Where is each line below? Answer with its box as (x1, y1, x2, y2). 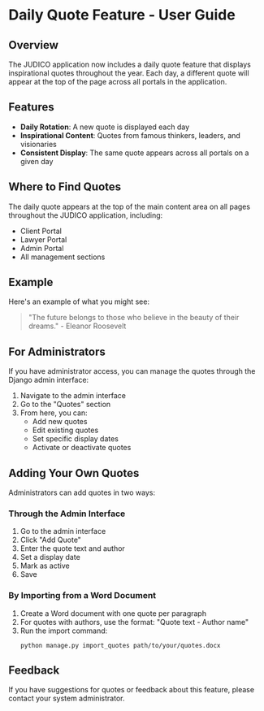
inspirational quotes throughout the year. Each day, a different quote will (8, 68, 249, 78)
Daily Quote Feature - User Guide (8, 6, 236, 24)
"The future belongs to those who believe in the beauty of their (28, 313, 240, 323)
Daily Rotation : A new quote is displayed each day (19, 122, 190, 132)
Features (8, 100, 54, 115)
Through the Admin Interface (8, 508, 126, 519)
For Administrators (8, 345, 106, 358)
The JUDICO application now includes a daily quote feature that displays (8, 59, 252, 69)
